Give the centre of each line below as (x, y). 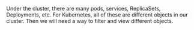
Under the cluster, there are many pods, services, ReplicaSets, (83, 9)
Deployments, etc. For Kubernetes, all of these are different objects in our (97, 15)
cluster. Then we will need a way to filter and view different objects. (90, 21)
